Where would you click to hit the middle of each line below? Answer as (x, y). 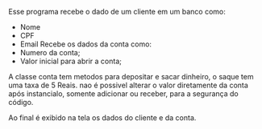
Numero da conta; (50, 52)
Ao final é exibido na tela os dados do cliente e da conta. (102, 118)
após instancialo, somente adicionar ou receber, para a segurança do (124, 94)
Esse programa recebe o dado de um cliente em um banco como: (117, 12)
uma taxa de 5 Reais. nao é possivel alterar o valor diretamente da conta (128, 85)
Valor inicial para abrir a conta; (71, 61)
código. (21, 102)
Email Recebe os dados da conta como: (85, 44)
